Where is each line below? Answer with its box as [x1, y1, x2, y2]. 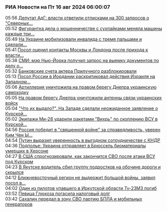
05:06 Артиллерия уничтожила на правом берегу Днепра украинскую [5, 84, 157, 90]
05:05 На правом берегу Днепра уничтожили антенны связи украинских [5, 95, 162, 101]
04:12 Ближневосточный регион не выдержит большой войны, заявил [5, 174, 155, 181]
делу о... [5, 63, 24, 69]
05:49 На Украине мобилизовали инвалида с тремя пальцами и [5, 36, 142, 42]
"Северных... [5, 20, 33, 26]
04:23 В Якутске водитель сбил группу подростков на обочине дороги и [5, 164, 161, 170]
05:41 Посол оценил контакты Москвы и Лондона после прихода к [5, 47, 148, 53]
